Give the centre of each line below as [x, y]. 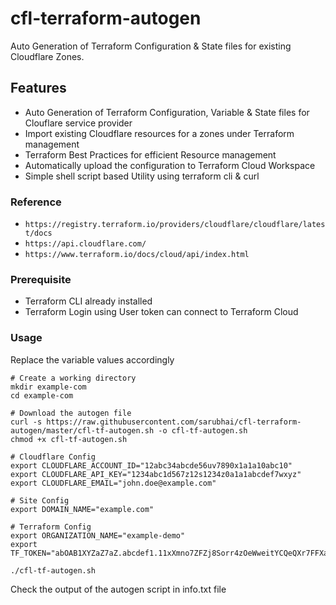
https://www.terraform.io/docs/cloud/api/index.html [137, 255]
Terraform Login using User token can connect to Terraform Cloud [161, 312]
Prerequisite [41, 279]
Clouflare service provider [78, 123]
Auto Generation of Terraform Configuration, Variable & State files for [167, 112]
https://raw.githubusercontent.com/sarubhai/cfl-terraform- [174, 422]
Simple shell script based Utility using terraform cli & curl [142, 176]
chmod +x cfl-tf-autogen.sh [69, 439]
